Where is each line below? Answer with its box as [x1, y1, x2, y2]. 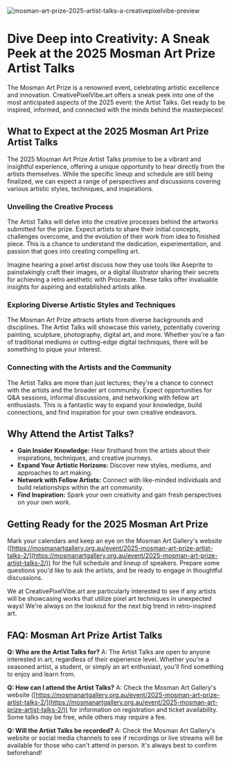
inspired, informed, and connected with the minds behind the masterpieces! [7, 105, 224, 114]
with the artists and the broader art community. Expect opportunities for [7, 386, 213, 394]
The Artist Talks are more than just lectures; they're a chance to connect [7, 379, 213, 387]
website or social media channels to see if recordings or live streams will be [7, 734, 223, 743]
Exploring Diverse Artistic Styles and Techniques [7, 299, 176, 309]
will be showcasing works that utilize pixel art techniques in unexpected [7, 595, 212, 603]
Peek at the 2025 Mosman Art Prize [7, 46, 216, 62]
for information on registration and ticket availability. [69, 706, 218, 714]
